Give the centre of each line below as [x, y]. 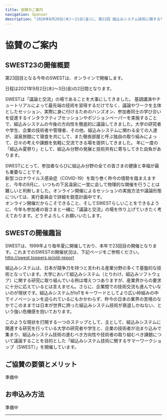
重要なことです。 [27, 172]
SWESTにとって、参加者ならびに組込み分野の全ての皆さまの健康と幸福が [80, 166]
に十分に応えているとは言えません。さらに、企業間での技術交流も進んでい [81, 286]
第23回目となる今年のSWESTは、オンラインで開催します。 [65, 78]
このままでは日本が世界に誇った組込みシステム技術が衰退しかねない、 [85, 305]
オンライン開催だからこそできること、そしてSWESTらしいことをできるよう [82, 203]
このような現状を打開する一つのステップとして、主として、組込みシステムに [83, 322]
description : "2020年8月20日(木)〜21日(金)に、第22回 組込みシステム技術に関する [83, 19]
